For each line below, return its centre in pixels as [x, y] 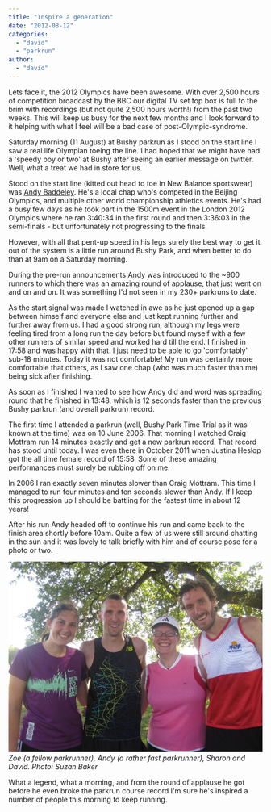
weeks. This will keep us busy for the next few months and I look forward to [134, 118]
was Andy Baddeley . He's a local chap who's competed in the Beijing [123, 192]
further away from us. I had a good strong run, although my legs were [124, 324]
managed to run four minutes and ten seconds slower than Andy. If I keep [130, 492]
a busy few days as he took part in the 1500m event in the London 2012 [127, 209]
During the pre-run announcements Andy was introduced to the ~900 [124, 274]
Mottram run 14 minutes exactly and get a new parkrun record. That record [133, 442]
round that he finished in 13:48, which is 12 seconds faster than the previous [135, 400]
